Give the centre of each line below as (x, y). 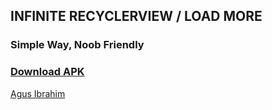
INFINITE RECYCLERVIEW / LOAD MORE (136, 16)
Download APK (47, 72)
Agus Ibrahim (38, 93)
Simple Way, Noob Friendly (77, 45)
